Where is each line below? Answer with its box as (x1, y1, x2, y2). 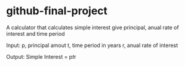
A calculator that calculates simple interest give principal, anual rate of (6, 24, 179, 31)
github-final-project (6, 4, 108, 18)
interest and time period (6, 30, 65, 37)
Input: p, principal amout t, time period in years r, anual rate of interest (6, 42, 178, 49)
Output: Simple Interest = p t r (6, 53, 76, 60)
